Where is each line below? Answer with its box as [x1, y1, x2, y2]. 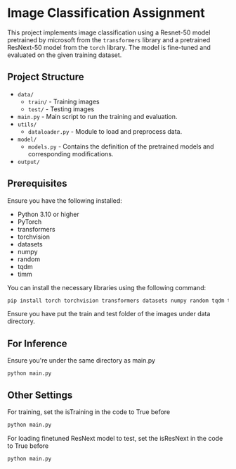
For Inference [7, 337, 67, 349]
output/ [17, 158, 40, 165]
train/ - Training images [27, 97, 100, 106]
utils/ [17, 121, 37, 128]
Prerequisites [7, 177, 67, 189]
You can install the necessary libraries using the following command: [7, 283, 206, 292]
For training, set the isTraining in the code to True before [7, 408, 171, 416]
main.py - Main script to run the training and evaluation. [17, 112, 178, 120]
